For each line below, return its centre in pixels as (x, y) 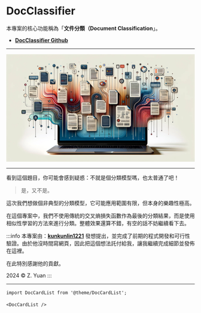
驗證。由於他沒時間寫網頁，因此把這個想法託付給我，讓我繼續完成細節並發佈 (100, 243)
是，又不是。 (36, 190)
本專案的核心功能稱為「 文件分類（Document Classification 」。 (83, 28)
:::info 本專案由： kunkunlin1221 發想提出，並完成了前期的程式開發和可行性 (98, 236)
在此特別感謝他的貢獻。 (35, 263)
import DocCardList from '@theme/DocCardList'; (67, 293)
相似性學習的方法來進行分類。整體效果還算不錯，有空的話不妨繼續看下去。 (98, 223)
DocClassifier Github (42, 40)
